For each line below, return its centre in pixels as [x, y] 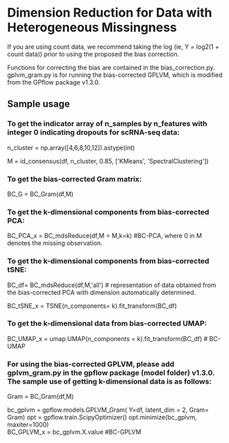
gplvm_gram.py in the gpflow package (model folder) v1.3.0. [111, 372]
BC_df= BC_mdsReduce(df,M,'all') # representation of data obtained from [112, 285]
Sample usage [39, 104]
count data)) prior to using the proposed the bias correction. [93, 54]
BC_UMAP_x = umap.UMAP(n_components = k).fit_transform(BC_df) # [108, 338]
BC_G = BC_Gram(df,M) [41, 194]
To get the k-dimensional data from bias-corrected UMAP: [107, 324]
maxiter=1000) [28, 425]
